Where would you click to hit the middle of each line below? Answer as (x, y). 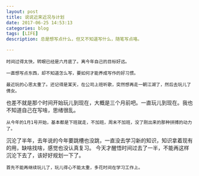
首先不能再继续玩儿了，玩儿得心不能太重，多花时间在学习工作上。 (75, 168)
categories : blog (28, 28)
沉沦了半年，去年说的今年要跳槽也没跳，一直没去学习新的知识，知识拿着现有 (99, 140)
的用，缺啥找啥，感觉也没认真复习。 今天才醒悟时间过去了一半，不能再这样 (98, 148)
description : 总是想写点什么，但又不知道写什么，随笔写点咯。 (74, 39)
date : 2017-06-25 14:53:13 (39, 23)
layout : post (22, 12)
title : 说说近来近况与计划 (36, 17)
